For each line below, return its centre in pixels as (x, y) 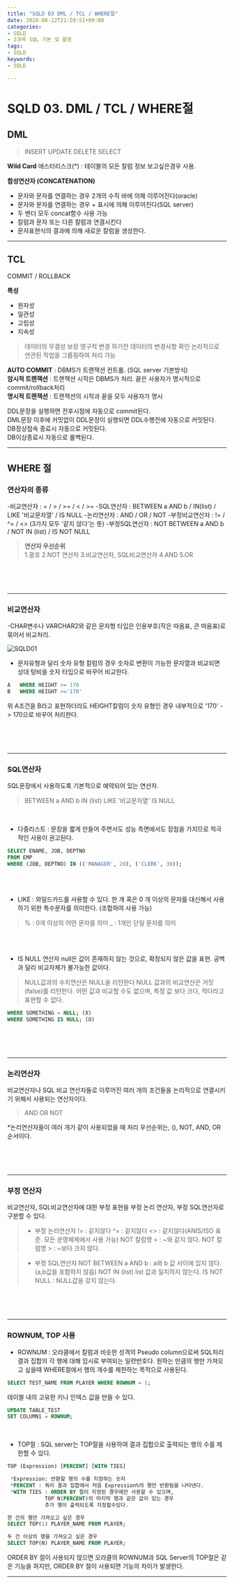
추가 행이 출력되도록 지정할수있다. (86, 1505)
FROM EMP (20, 858)
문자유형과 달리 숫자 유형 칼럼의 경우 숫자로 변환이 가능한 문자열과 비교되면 (119, 663)
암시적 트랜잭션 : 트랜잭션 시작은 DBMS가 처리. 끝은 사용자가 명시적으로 (104, 379)
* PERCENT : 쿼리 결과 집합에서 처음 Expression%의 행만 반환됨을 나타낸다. (107, 1485)
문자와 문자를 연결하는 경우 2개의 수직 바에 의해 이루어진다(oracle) (108, 196)
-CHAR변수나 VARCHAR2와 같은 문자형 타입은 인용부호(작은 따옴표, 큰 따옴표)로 (117, 626)
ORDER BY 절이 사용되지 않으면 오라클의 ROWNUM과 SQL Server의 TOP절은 (113, 1557)
